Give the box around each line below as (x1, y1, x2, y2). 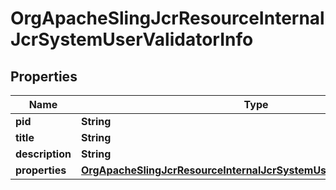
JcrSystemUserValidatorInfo (10, 28, 254, 51)
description (15, 147, 72, 161)
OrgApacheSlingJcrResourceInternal (10, 7, 325, 30)
